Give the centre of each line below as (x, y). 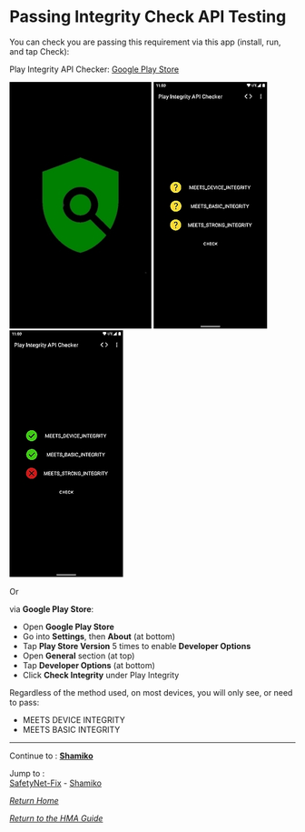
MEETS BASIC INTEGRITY (71, 729)
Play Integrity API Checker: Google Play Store (94, 69)
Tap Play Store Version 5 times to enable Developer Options (137, 646)
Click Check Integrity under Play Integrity (101, 675)
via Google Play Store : (52, 609)
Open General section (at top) (79, 656)
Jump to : (27, 773)
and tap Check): (39, 51)
